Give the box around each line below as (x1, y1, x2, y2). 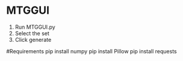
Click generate (14, 36, 52, 43)
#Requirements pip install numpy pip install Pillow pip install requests (6, 47, 178, 54)
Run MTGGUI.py (14, 23, 55, 30)
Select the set (14, 29, 50, 36)
